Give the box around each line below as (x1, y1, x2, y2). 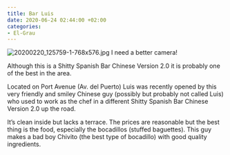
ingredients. (7, 140, 41, 149)
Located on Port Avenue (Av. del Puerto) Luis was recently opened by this (7, 82, 217, 91)
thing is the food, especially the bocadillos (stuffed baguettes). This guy (7, 125, 212, 134)
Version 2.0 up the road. (7, 104, 76, 113)
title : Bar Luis (7, 10, 54, 17)
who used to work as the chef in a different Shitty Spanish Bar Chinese (7, 98, 209, 106)
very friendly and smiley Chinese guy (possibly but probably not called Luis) (7, 90, 224, 98)
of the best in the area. (7, 69, 72, 77)
